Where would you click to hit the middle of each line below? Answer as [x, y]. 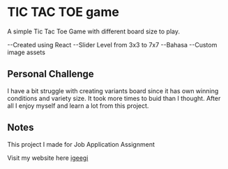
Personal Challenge [51, 74]
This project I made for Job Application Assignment [81, 144]
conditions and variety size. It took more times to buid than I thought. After [114, 98]
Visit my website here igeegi [48, 158]
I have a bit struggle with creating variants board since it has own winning [113, 90]
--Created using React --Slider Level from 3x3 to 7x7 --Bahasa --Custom [112, 45]
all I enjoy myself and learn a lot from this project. [78, 106]
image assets [26, 52]
